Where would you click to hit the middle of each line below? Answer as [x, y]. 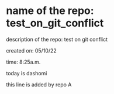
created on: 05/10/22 [31, 50]
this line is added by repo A [39, 84]
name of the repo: [50, 11]
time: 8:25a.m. [23, 62]
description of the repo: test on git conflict [57, 39]
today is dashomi [27, 73]
